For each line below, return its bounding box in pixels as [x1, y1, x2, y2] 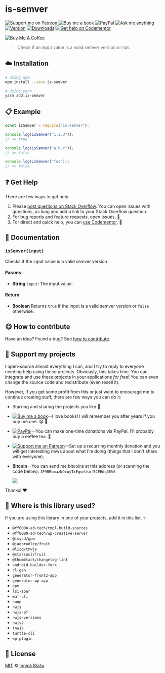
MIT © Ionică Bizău [5, 663, 44, 669]
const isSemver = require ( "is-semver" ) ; [5, 123, 90, 128]
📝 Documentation [5, 233, 60, 242]
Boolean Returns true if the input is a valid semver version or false [12, 303, 149, 309]
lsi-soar [12, 589, 31, 594]
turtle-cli [12, 631, 35, 636]
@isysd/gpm [12, 536, 35, 541]
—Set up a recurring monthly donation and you [64, 443, 161, 449]
